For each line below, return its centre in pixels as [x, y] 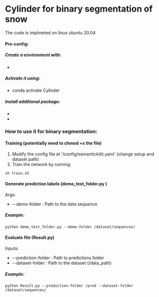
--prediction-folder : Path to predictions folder [58, 258]
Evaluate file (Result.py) [30, 238]
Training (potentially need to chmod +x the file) [53, 143]
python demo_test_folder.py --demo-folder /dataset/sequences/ [70, 227]
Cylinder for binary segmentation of [79, 9]
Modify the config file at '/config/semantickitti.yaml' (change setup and [83, 154]
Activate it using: [23, 78]
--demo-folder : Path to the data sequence [55, 204]
